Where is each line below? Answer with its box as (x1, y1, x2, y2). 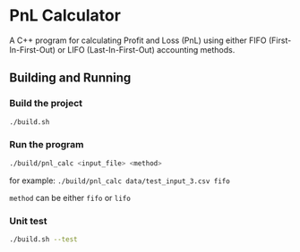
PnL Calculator (9, 5, 121, 26)
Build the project (9, 97, 83, 110)
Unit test (9, 214, 47, 227)
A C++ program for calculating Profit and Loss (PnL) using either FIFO (9, 35, 267, 46)
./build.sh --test (9, 234, 78, 244)
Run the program (9, 139, 84, 151)
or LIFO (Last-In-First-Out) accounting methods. (57, 44, 236, 55)
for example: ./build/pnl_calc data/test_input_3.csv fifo (9, 175, 230, 186)
